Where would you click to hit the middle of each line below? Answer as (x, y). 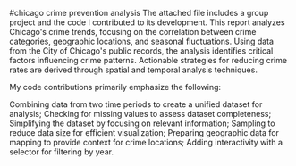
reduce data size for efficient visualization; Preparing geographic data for (144, 133)
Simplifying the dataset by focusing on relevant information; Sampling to (142, 123)
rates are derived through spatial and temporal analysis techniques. (133, 70)
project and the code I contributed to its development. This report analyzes (147, 22)
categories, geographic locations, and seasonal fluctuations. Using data (142, 41)
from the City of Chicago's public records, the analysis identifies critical (141, 51)
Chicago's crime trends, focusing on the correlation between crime (133, 32)
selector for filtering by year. (62, 152)
